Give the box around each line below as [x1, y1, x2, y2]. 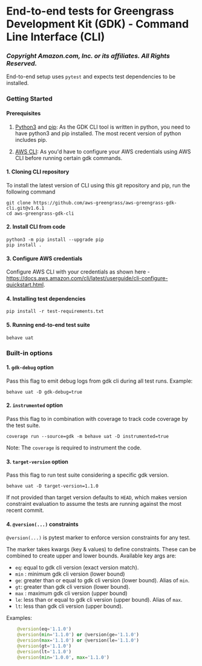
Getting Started [6, 95, 53, 103]
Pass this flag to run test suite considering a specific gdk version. [6, 471, 169, 479]
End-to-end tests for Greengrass [6, 4, 174, 18]
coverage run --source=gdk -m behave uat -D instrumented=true [6, 433, 169, 439]
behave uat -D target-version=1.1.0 [6, 483, 99, 489]
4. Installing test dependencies [6, 295, 86, 302]
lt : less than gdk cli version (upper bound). [15, 602, 123, 610]
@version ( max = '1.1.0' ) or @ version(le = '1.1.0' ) [17, 637, 139, 644]
